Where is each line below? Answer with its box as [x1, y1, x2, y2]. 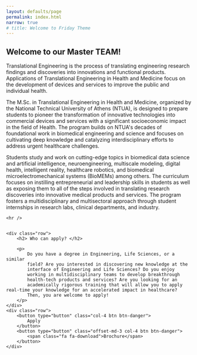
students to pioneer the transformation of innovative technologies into [6, 111, 175, 118]
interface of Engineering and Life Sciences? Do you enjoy [27, 267, 175, 273]
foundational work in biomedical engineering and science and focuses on [6, 130, 184, 137]
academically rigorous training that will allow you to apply [27, 282, 183, 288]
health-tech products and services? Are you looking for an [27, 277, 178, 283]
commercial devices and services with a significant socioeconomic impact [6, 118, 186, 125]
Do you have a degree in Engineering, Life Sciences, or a [27, 251, 175, 257]
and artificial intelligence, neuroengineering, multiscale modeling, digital [6, 160, 181, 168]
